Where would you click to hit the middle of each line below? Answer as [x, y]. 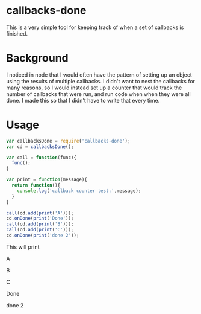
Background [37, 58]
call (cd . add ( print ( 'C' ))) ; [40, 230]
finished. [17, 33]
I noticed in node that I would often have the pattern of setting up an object [99, 75]
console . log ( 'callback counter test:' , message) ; [79, 191]
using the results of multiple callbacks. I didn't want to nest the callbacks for [101, 81]
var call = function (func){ [42, 158]
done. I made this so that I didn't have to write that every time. [83, 100]
